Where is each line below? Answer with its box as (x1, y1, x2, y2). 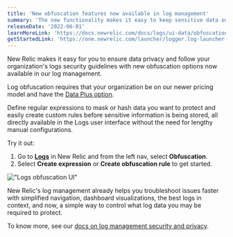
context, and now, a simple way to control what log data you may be (7, 201, 202, 209)
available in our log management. (7, 70, 103, 78)
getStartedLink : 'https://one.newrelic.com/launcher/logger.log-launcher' (7, 36, 228, 43)
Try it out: (7, 139, 35, 147)
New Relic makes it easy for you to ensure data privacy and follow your (7, 55, 210, 63)
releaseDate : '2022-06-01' (7, 23, 85, 30)
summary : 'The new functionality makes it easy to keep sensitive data (7, 17, 218, 23)
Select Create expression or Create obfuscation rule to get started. (17, 160, 213, 168)
